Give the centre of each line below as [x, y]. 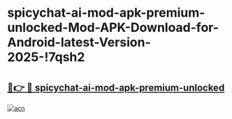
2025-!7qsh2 [46, 57]
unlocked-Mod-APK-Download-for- [113, 27]
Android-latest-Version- [79, 42]
